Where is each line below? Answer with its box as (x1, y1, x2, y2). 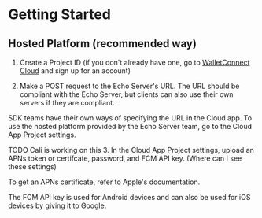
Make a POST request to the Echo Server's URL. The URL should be (19, 81, 240, 91)
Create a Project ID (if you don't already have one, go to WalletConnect (19, 57, 250, 67)
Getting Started (8, 6, 112, 24)
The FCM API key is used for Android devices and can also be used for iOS (8, 193, 251, 201)
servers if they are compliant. (19, 98, 116, 107)
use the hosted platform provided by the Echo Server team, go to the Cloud (8, 122, 253, 131)
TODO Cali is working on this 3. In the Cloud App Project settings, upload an (8, 146, 254, 154)
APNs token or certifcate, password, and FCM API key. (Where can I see (8, 153, 242, 163)
